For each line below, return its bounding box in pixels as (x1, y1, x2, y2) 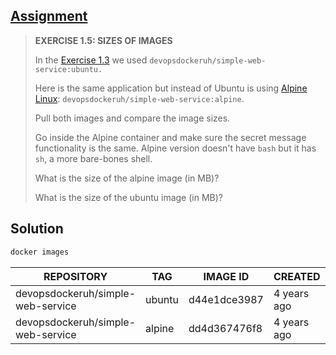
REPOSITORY (43, 269, 108, 283)
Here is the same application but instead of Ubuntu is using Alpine (34, 82, 308, 94)
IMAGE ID (203, 269, 250, 283)
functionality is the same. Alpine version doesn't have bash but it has (34, 142, 317, 154)
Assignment (10, 8, 88, 25)
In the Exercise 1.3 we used (34, 54, 148, 66)
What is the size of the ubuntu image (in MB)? (34, 191, 223, 203)
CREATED (273, 269, 321, 283)
